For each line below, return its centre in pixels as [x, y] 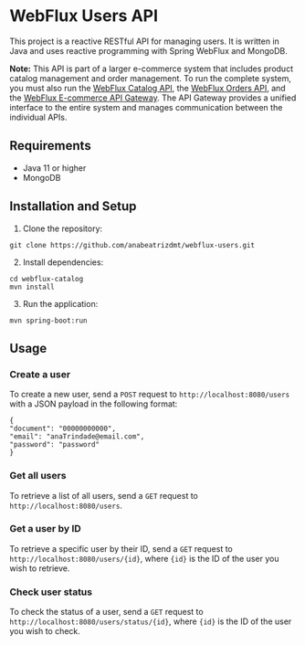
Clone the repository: [63, 228]
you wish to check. [45, 631]
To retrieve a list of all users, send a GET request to [104, 495]
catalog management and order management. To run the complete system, [151, 78]
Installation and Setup [73, 206]
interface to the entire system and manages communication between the [146, 107]
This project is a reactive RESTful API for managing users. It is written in [145, 41]
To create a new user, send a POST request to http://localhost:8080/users [150, 395]
